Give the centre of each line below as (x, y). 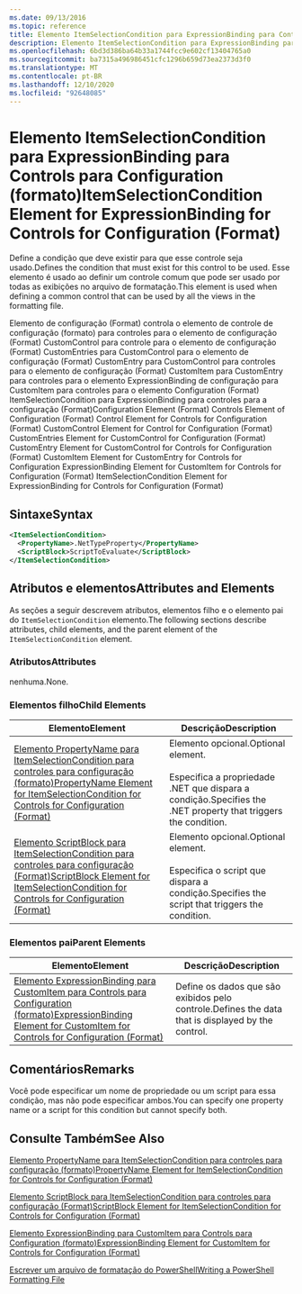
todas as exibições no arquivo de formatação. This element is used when (143, 287)
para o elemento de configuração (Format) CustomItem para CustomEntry (146, 371)
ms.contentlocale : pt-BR (56, 77)
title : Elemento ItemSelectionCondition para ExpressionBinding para (142, 34)
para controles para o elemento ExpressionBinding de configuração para (144, 381)
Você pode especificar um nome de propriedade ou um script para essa (143, 1091)
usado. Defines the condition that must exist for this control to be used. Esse (150, 267)
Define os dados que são (228, 987)
